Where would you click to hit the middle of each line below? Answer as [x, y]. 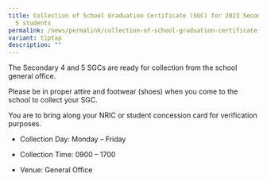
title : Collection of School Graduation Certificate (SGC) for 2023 [124, 15]
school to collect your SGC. [53, 100]
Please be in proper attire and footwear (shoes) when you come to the [123, 91]
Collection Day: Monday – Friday [73, 139]
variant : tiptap [35, 38]
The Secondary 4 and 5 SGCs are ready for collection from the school [123, 67]
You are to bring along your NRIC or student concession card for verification [133, 115]
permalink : [26, 30]
